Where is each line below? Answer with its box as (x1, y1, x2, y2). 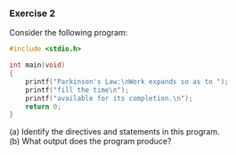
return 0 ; (25, 102, 62, 111)
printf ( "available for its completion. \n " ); (25, 94, 193, 102)
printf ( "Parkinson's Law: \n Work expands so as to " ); (25, 77, 229, 86)
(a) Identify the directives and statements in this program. (9, 126, 220, 137)
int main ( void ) (9, 61, 66, 69)
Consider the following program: (9, 28, 128, 38)
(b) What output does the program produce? (9, 136, 172, 147)
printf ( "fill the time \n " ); (25, 86, 129, 94)
